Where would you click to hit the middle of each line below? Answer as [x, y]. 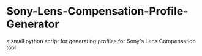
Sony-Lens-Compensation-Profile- [97, 11]
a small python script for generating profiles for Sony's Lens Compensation [101, 41]
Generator [33, 24]
